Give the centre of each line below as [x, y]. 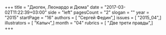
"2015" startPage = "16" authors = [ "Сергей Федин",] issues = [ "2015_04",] [83, 17]
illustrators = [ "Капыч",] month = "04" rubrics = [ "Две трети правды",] [79, 23]
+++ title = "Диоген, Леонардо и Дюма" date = [54, 7]
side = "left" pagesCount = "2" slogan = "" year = [99, 12]
